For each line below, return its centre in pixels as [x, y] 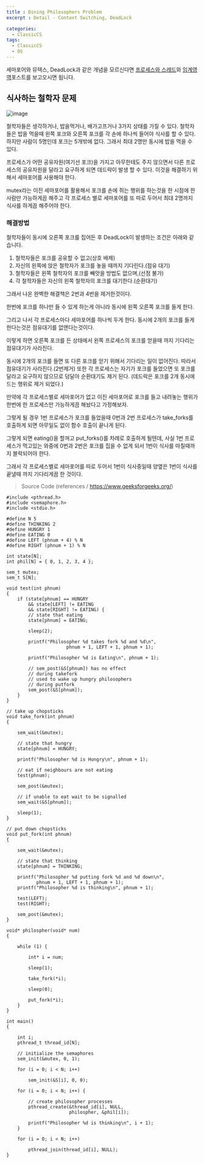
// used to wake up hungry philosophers [80, 679]
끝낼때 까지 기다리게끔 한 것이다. [45, 474]
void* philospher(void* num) [43, 930]
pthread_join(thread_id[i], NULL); [73, 1149]
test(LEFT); [32, 898]
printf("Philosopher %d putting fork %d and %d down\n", [91, 877]
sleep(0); [40, 989]
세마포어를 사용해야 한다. [47, 177]
